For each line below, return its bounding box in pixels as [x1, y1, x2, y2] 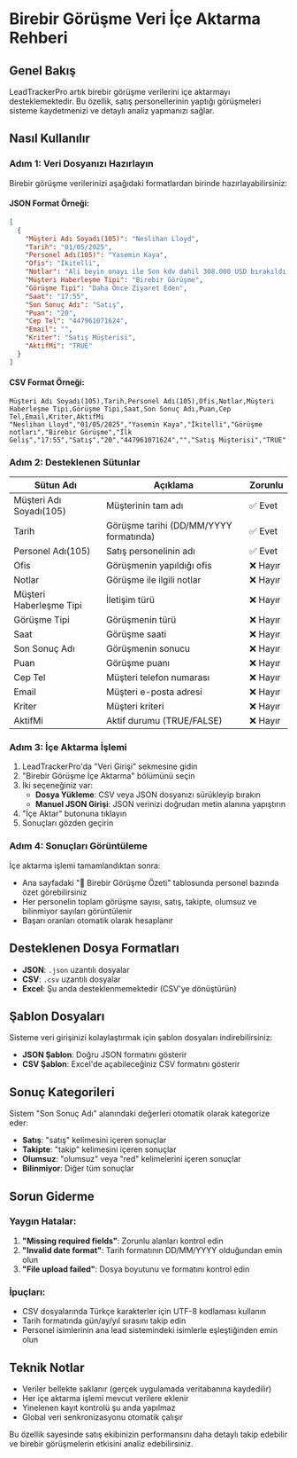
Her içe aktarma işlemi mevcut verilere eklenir [21, 1392, 189, 1403]
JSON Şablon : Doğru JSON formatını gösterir [21, 1049, 187, 1060]
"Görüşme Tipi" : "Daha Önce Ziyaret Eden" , [25, 284, 188, 293]
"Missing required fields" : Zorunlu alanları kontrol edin [21, 1235, 224, 1246]
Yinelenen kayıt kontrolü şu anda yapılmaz [21, 1402, 176, 1413]
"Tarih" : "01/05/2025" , [25, 242, 113, 252]
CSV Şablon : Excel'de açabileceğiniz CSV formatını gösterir [21, 1059, 240, 1070]
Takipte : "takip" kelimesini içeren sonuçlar [21, 1144, 177, 1155]
